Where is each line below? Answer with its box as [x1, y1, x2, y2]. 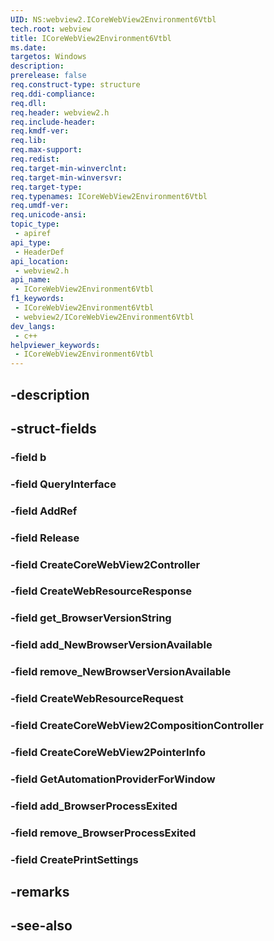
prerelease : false [10, 71, 87, 81]
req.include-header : [10, 117, 97, 127]
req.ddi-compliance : [10, 89, 97, 99]
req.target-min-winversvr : [10, 172, 123, 183]
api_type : [10, 237, 52, 248]
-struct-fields [10, 420, 97, 437]
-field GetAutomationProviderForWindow [10, 772, 216, 786]
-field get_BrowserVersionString [10, 611, 172, 625]
